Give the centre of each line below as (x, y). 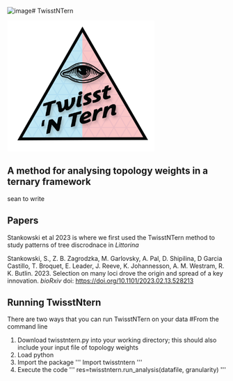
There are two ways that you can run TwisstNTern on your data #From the (113, 319)
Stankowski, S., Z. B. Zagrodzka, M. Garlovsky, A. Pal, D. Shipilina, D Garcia (115, 258)
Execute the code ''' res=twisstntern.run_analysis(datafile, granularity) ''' (121, 370)
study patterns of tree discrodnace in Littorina (73, 245)
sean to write (26, 198)
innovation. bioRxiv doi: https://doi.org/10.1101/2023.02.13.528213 (101, 281)
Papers (23, 221)
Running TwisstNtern (54, 302)
